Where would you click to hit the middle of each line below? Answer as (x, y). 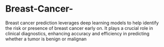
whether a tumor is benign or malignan (46, 39)
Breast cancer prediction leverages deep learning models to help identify (82, 23)
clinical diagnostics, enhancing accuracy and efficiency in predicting (77, 33)
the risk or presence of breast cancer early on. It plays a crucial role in (79, 28)
